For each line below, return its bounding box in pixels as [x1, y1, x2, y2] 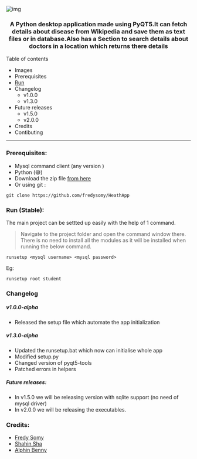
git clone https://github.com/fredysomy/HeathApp [6, 192, 130, 198]
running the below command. [20, 243, 92, 250]
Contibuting [14, 129, 43, 136]
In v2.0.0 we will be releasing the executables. [14, 406, 127, 413]
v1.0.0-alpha [6, 304, 38, 311]
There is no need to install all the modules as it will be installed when [20, 237, 186, 244]
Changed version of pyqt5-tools [14, 359, 92, 366]
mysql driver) [14, 400, 47, 407]
